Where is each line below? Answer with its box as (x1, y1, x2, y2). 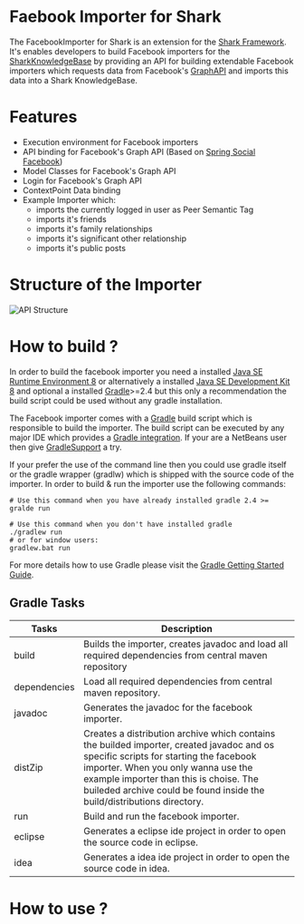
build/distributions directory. (83, 795, 204, 808)
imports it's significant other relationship (35, 233, 187, 244)
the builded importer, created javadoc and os (83, 738, 274, 751)
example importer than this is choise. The (83, 773, 260, 785)
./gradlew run (9, 528, 63, 537)
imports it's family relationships (35, 223, 153, 234)
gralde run (9, 503, 51, 513)
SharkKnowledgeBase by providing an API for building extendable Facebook (9, 55, 294, 66)
